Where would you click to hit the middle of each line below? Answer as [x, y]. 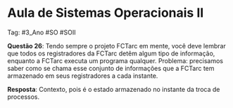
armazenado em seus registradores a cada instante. [83, 76]
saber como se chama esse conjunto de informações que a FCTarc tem [111, 68]
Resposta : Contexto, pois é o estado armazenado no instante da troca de [114, 89]
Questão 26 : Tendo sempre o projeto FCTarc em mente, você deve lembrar [117, 46]
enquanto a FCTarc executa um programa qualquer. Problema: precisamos [115, 60]
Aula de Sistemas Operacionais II [106, 13]
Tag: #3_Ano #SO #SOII [42, 32]
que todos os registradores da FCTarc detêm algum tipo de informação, [111, 53]
